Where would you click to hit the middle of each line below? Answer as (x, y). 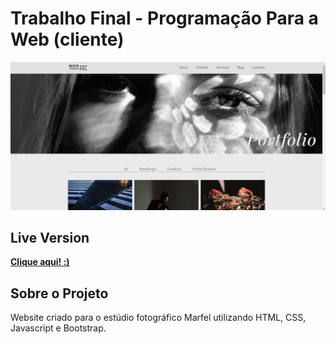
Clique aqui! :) (40, 262)
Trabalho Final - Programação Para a (164, 18)
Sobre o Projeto (59, 293)
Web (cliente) (67, 39)
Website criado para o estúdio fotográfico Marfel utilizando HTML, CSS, (158, 318)
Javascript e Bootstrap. (58, 328)
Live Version (50, 238)
